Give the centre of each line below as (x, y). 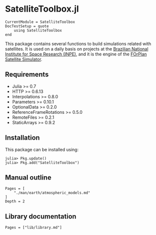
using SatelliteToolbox (38, 30)
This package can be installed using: (42, 149)
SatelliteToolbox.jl (42, 9)
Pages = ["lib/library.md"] (34, 228)
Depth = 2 (15, 201)
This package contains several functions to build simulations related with (78, 44)
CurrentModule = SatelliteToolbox (40, 22)
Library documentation (41, 216)
